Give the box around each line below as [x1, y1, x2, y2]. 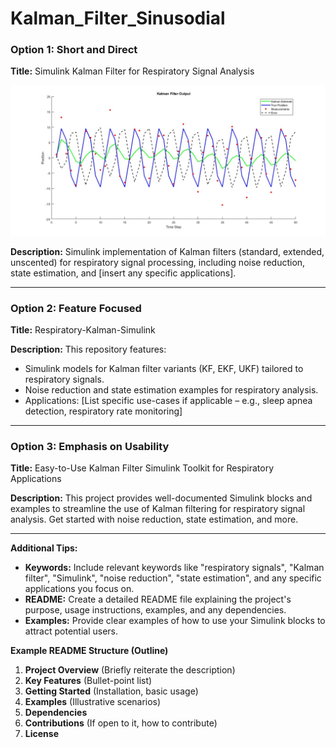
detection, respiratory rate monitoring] [24, 405, 183, 417]
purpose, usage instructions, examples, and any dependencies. [24, 604, 287, 616]
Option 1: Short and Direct [10, 43, 138, 57]
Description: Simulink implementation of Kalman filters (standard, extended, [10, 245, 325, 257]
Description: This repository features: [10, 343, 167, 355]
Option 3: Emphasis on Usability [10, 439, 170, 453]
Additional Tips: [10, 542, 78, 554]
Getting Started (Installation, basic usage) [24, 685, 199, 697]
